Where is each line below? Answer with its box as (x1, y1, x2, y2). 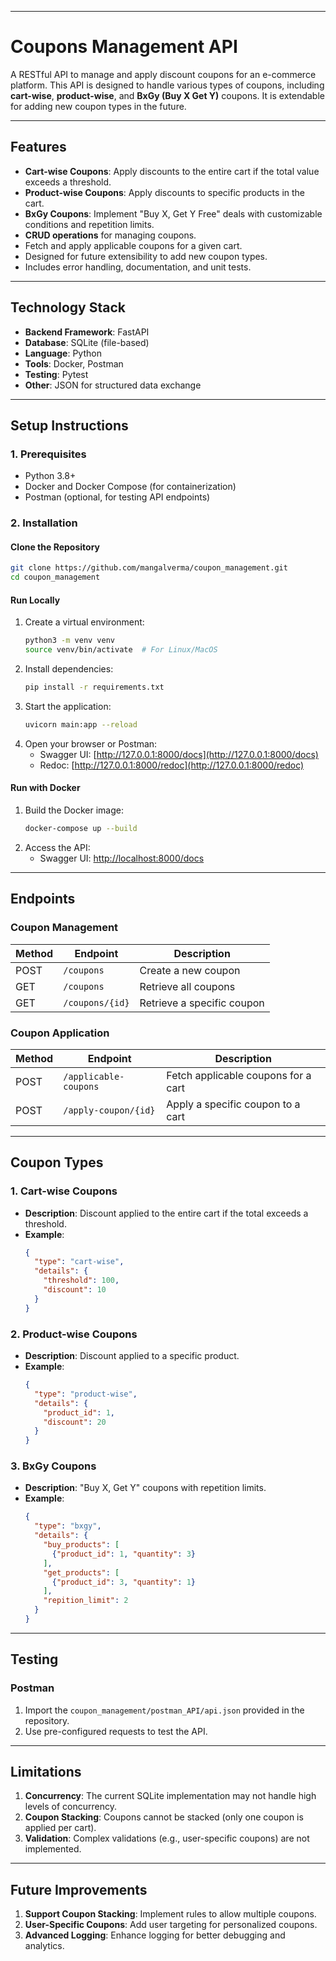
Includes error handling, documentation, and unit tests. (24, 261, 252, 273)
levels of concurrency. (24, 1801, 117, 1813)
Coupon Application (10, 1026, 110, 1040)
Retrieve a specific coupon (139, 996, 265, 1010)
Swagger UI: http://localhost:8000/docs (39, 852, 205, 864)
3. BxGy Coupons (10, 1459, 97, 1473)
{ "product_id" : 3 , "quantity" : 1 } (51, 1577, 196, 1587)
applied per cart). (24, 1822, 97, 1834)
